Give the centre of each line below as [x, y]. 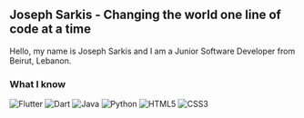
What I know [38, 84]
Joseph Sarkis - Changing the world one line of [146, 15]
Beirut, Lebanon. [41, 60]
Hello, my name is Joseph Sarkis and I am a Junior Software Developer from [152, 51]
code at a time [51, 29]
